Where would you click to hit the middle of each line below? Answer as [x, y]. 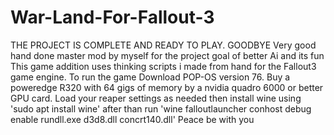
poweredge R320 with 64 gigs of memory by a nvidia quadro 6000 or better [167, 87]
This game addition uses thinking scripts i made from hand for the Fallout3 [163, 66]
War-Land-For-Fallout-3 [112, 17]
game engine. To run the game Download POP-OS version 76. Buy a [150, 77]
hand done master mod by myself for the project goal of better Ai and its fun [167, 55]
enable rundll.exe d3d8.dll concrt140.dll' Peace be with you [132, 119]
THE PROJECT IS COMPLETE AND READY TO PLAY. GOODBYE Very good [163, 45]
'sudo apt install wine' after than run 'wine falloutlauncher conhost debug [161, 108]
